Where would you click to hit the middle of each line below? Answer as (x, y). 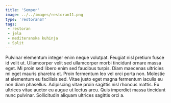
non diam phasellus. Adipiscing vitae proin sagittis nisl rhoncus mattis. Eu (82, 84)
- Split (16, 43)
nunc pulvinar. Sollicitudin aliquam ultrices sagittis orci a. (65, 95)
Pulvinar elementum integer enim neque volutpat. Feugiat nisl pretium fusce (85, 57)
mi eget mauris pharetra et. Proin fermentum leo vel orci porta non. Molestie (85, 74)
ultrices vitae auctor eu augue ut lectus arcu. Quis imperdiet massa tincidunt (86, 90)
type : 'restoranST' (26, 19)
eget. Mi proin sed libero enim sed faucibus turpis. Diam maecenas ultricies (85, 68)
